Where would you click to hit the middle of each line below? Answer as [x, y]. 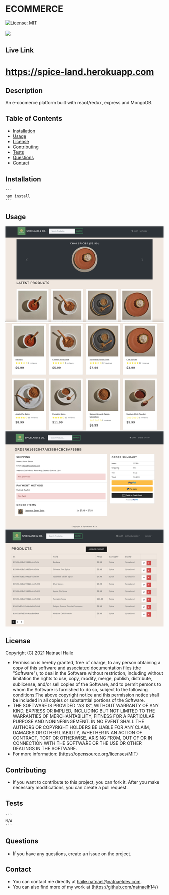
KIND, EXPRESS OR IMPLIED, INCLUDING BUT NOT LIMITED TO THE [84, 711]
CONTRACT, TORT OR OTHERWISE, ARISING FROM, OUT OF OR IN [82, 738]
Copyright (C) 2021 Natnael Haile [39, 653]
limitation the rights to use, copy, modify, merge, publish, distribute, [82, 679]
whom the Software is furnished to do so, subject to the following [80, 690]
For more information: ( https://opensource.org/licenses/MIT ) [75, 754]
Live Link [20, 50]
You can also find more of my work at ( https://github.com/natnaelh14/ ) [85, 887]
